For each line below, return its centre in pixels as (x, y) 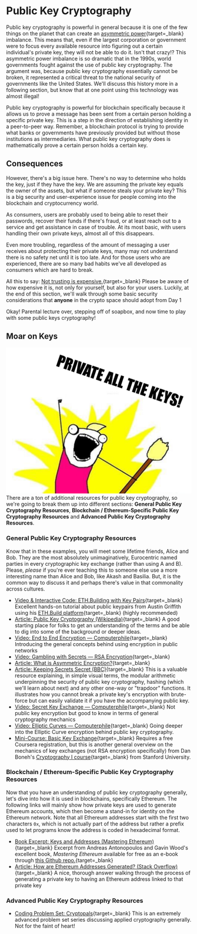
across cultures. (26, 589)
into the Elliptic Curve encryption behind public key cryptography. (94, 732)
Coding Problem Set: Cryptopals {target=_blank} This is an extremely (98, 913)
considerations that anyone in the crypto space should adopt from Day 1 (94, 300)
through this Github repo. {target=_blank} (64, 860)
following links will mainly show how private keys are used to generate (91, 805)
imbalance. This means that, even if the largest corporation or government (96, 40)
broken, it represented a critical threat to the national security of (84, 77)
